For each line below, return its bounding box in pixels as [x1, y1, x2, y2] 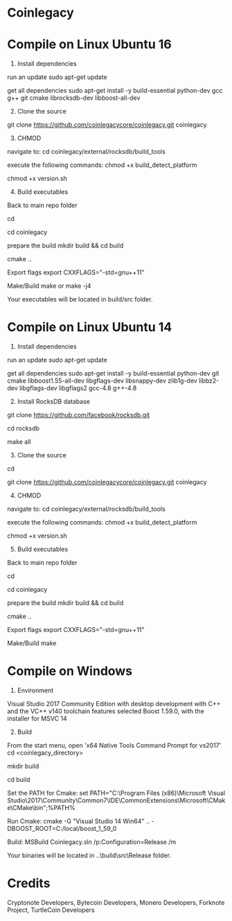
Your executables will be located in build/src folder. [7, 295, 153, 304]
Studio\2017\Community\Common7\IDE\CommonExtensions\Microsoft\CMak [7, 796, 226, 805]
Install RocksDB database [17, 397, 90, 406]
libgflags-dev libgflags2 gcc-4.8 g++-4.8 [19, 384, 137, 392]
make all [7, 438, 31, 446]
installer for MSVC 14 [7, 714, 67, 722]
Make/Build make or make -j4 [7, 282, 91, 290]
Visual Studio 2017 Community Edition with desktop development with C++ [7, 700, 221, 708]
